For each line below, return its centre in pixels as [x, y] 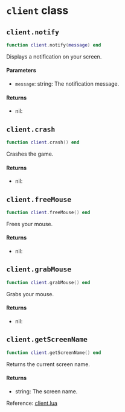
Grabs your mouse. [30, 294]
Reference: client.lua [32, 403]
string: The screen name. [46, 391]
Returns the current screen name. [48, 364]
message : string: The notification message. [67, 84]
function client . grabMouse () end [48, 282]
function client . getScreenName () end [54, 353]
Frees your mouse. [30, 224]
